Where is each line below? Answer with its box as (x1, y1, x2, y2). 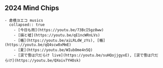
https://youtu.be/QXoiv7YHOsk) (16, 58, 81, 63)
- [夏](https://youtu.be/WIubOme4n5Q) (13, 47, 93, 52)
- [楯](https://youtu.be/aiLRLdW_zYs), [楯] (13, 38, 106, 43)
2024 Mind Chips (4, 4, 59, 12)
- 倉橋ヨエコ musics (4, 18, 43, 23)
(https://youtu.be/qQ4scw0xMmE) (4, 42, 71, 47)
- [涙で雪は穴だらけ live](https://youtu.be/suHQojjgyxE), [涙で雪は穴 (13, 53, 155, 58)
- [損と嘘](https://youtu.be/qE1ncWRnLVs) (13, 33, 100, 37)
